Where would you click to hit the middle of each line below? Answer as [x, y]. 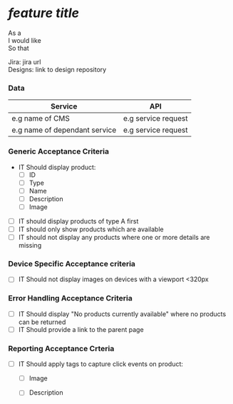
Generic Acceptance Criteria [59, 151]
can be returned [42, 322]
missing [30, 246]
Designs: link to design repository [57, 69]
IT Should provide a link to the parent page [81, 329]
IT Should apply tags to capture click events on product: [101, 364]
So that [19, 48]
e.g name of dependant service [64, 130]
